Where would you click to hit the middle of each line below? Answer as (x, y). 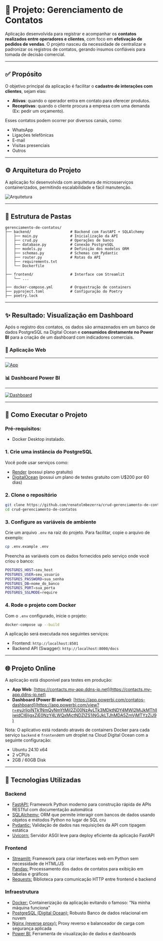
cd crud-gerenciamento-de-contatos (41, 509)
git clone (15, 505)
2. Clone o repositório (31, 495)
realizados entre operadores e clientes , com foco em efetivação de (74, 39)
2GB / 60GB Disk (29, 760)
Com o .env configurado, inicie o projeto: (46, 615)
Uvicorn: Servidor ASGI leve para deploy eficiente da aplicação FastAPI (83, 835)
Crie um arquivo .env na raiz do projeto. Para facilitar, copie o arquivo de (78, 533)
